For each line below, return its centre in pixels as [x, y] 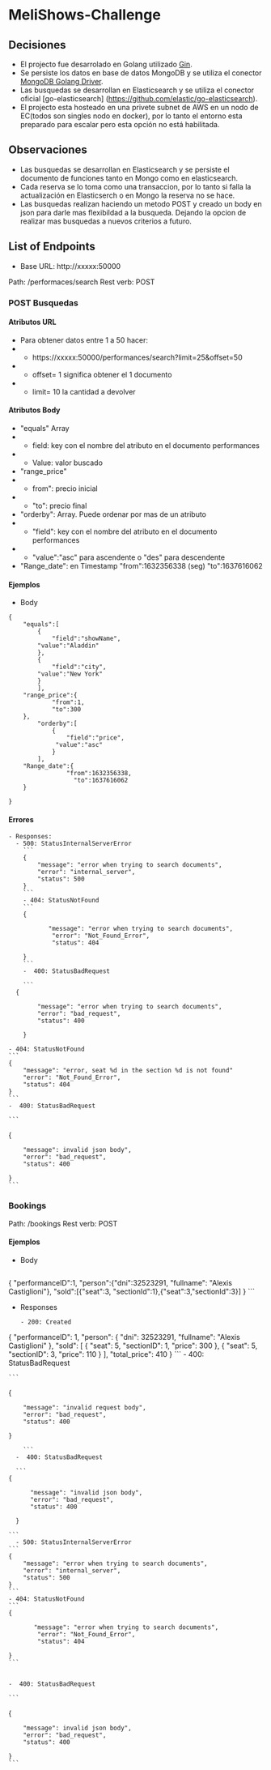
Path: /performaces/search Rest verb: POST [82, 282]
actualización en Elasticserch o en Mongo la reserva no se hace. [127, 195]
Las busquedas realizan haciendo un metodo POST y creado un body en [141, 203]
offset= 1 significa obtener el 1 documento [102, 374]
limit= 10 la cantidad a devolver [84, 391]
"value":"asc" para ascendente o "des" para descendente [128, 557]
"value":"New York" [70, 674]
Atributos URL [32, 322]
